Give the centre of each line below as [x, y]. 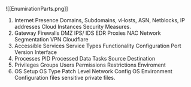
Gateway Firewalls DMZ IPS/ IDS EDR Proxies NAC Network [87, 33]
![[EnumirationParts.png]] [37, 9]
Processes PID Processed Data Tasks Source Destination [85, 58]
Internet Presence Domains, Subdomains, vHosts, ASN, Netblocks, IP [100, 20]
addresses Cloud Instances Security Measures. [72, 27]
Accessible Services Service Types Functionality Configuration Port [98, 46]
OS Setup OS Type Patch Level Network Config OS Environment [93, 71]
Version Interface [36, 52]
